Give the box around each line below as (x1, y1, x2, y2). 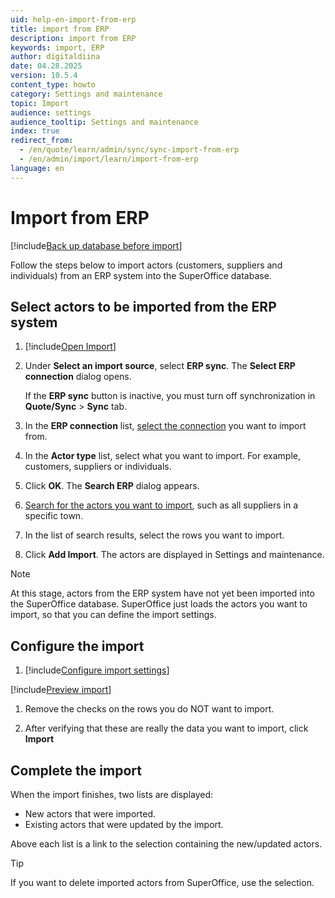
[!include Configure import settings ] (24, 664, 170, 676)
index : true (10, 126, 60, 136)
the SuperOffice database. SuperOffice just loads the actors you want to (10, 598, 308, 610)
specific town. (24, 510, 84, 522)
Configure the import (10, 637, 145, 655)
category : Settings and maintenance (10, 89, 163, 99)
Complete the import (10, 762, 142, 779)
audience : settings (10, 107, 92, 118)
